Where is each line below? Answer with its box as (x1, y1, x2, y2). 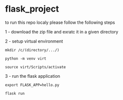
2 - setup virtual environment (5, 38, 63, 44)
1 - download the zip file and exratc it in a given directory (5, 29, 119, 34)
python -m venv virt (5, 56, 47, 61)
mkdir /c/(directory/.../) (5, 48, 60, 52)
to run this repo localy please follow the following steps (5, 19, 115, 25)
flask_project (5, 3, 59, 15)
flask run (5, 91, 25, 96)
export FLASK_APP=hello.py (5, 83, 60, 87)
